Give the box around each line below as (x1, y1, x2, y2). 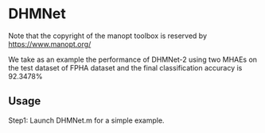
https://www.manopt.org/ (8, 39, 92, 48)
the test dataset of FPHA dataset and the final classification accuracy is (8, 63, 243, 72)
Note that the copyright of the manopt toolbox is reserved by (8, 31, 208, 40)
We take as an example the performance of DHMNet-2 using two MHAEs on (8, 55, 257, 64)
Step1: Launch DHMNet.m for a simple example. (8, 116, 165, 125)
